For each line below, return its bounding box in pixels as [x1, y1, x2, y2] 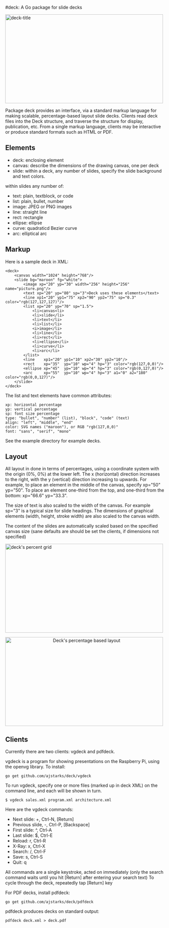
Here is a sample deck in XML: [5, 258, 69, 265]
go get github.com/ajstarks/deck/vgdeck [5, 774, 92, 779]
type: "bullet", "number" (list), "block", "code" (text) [5, 415, 130, 421]
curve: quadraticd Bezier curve [12, 225, 77, 231]
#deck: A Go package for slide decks [5, 5, 82, 10]
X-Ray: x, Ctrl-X [12, 843, 45, 850]
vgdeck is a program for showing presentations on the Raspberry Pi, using [5, 758, 160, 764]
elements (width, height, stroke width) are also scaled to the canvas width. [5, 513, 160, 519]
